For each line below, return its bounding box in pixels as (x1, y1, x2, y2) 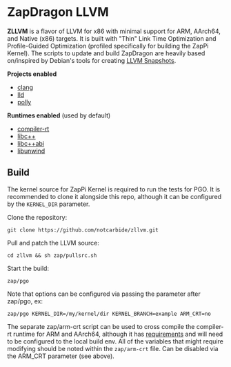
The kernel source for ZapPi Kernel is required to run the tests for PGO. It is (7, 185, 221, 194)
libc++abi (17, 139, 45, 147)
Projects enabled (7, 70, 57, 78)
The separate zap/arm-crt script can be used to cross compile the (7, 322, 195, 330)
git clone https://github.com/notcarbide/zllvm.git (7, 226, 159, 234)
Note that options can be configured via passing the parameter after (7, 290, 201, 298)
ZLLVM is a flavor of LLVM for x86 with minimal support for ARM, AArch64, (7, 27, 221, 35)
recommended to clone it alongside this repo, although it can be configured (7, 192, 222, 200)
